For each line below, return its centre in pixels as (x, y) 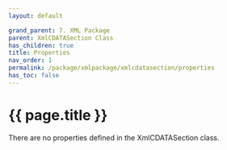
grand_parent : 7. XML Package (59, 30)
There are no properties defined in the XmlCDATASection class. (114, 137)
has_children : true (41, 45)
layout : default (36, 16)
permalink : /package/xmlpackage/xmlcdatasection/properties (112, 68)
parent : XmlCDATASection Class (61, 38)
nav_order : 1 (30, 60)
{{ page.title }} (58, 115)
